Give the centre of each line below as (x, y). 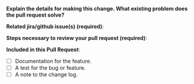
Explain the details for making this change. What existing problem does (97, 9)
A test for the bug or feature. (50, 68)
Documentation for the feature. (53, 61)
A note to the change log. (46, 74)
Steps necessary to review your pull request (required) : (77, 38)
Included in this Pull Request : (43, 49)
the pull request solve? (35, 15)
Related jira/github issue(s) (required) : (55, 27)
